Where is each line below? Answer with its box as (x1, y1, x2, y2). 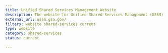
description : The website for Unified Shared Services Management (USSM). (5, 12, 166, 17)
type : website (5, 26, 35, 31)
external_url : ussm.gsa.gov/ (5, 17, 67, 22)
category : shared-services (5, 31, 62, 36)
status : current (5, 36, 39, 41)
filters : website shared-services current (5, 21, 96, 27)
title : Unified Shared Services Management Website (5, 7, 116, 13)
